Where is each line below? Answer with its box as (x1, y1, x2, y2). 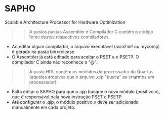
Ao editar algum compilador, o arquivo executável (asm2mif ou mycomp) (11, 43, 160, 49)
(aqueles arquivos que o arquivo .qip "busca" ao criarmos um (29, 74, 154, 80)
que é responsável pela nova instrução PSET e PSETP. (11, 94, 123, 100)
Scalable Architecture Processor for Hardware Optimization (4, 19, 125, 25)
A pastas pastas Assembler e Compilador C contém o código (29, 29, 154, 34)
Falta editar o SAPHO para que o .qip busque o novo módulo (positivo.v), (11, 88, 160, 94)
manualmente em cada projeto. (11, 104, 76, 110)
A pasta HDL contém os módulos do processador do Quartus (29, 68, 154, 74)
